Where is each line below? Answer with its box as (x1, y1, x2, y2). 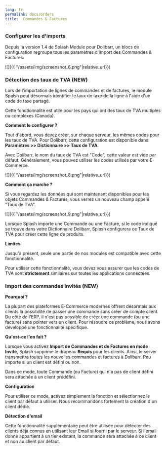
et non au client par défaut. (5, 439, 60, 445)
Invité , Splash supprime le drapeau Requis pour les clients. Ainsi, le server (5, 349, 157, 355)
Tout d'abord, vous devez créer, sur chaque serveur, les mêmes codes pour (5, 132, 160, 138)
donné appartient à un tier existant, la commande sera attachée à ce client (5, 433, 157, 439)
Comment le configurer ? (5, 122, 58, 128)
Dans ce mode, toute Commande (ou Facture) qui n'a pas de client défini (5, 369, 153, 375)
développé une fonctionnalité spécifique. (5, 324, 88, 331)
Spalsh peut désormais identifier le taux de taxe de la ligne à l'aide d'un (5, 92, 151, 99)
